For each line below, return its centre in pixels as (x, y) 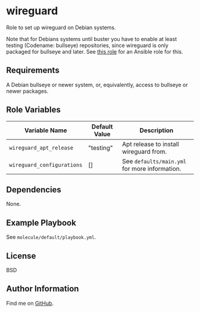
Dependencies (34, 190)
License (21, 256)
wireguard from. (144, 151)
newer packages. (27, 91)
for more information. (151, 169)
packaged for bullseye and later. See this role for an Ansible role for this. (95, 51)
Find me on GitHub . (30, 303)
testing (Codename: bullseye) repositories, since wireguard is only (87, 45)
